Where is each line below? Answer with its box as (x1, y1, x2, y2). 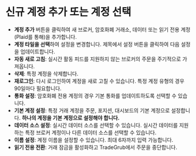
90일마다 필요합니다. (13, 85, 62, 92)
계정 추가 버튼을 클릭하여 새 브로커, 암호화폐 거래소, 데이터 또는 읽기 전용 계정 (13, 26, 191, 33)
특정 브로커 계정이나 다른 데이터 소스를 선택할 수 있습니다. (25, 129, 157, 136)
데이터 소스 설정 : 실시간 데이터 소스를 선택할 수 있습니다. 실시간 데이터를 (13, 121, 178, 128)
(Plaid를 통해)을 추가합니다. (13, 33, 77, 40)
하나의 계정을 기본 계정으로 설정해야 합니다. (22, 114, 120, 121)
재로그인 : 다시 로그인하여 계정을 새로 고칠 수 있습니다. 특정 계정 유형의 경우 (13, 77, 185, 84)
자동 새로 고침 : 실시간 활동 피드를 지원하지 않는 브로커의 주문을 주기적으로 (13, 55, 181, 62)
